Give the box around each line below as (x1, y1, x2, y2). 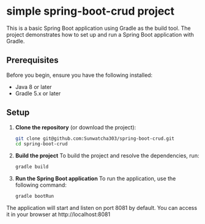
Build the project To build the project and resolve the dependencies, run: (15, 152, 199, 159)
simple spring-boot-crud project (6, 4, 175, 18)
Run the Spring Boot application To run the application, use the (15, 175, 176, 182)
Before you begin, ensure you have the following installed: (6, 71, 153, 79)
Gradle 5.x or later (15, 90, 61, 97)
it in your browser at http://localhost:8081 (6, 211, 111, 218)
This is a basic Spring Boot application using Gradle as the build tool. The (6, 24, 191, 32)
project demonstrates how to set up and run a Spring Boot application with (6, 31, 195, 38)
